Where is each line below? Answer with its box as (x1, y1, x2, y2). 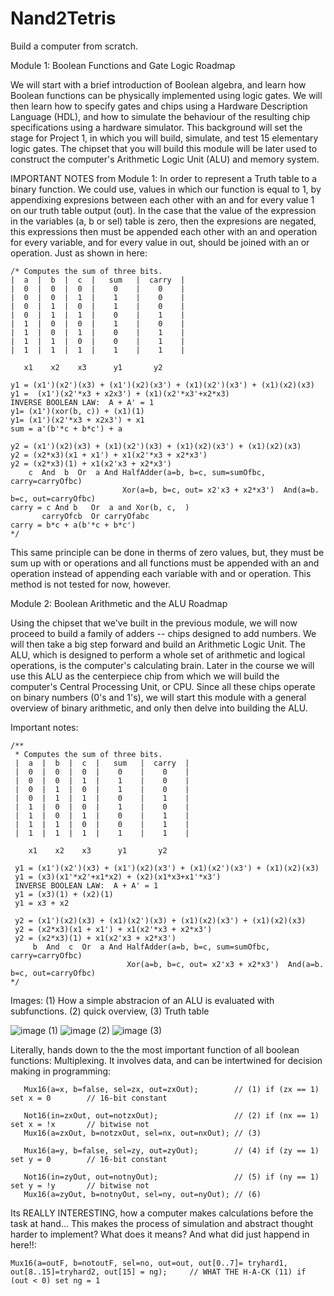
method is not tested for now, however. (10, 578, 172, 590)
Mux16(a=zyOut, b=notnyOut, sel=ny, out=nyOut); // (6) (23, 1189, 262, 1199)
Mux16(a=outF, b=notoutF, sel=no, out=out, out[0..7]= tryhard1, (10, 1258, 288, 1268)
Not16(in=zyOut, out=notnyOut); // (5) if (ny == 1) (23, 1172, 320, 1182)
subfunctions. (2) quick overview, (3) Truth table (10, 1005, 210, 1017)
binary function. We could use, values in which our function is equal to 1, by (10, 183, 322, 195)
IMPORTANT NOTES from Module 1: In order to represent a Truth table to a (10, 172, 318, 184)
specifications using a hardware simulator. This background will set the (10, 121, 303, 133)
